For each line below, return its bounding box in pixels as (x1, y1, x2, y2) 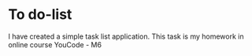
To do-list (8, 6, 72, 24)
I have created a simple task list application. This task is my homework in (8, 32, 244, 41)
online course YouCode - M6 (8, 39, 102, 49)
